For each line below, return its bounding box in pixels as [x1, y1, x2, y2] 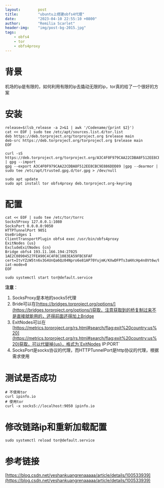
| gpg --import [5, 159, 36, 164]
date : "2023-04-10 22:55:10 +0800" [5, 16, 97, 21]
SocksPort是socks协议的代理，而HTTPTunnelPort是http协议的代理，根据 [12, 347, 159, 353]
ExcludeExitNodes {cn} [5, 245, 51, 250]
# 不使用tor [5, 390, 27, 395]
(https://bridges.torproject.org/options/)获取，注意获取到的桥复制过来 [12, 307, 152, 313]
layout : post [5, 7, 47, 12]
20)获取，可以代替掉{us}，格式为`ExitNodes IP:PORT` [12, 341, 121, 347]
